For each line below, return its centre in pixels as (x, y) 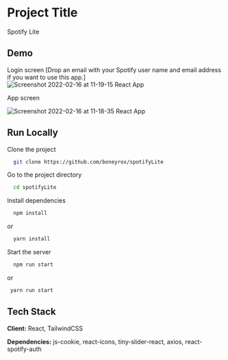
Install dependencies (37, 201)
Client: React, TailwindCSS (45, 328)
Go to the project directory (45, 175)
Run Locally (33, 133)
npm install (30, 213)
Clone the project (31, 149)
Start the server (29, 252)
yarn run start (31, 290)
